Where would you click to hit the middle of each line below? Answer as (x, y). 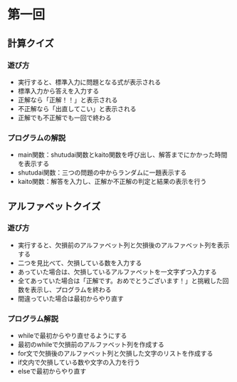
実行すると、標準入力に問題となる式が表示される (89, 82)
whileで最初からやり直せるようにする (72, 336)
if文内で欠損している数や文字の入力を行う (79, 362)
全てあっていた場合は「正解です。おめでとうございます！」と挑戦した (120, 280)
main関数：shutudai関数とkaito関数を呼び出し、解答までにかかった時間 (122, 155)
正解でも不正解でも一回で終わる (64, 118)
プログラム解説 (33, 319)
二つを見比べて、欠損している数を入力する (80, 263)
